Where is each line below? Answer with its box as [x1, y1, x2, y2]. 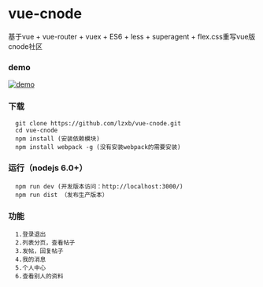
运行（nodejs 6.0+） [8, 162, 88, 173]
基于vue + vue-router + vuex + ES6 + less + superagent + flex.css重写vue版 [8, 32, 256, 41]
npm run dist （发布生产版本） [15, 191, 109, 199]
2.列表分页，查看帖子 [15, 239, 76, 247]
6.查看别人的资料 [15, 273, 64, 281]
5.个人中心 [15, 264, 46, 272]
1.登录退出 [15, 230, 46, 239]
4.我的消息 [15, 255, 46, 264]
